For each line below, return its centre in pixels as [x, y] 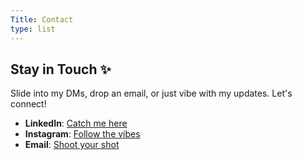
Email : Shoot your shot [72, 145]
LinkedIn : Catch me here [76, 123]
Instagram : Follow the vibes [82, 134]
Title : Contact [42, 19]
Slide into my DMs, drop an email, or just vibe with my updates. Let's [151, 93]
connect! [28, 104]
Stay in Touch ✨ [61, 69]
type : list [33, 29]
